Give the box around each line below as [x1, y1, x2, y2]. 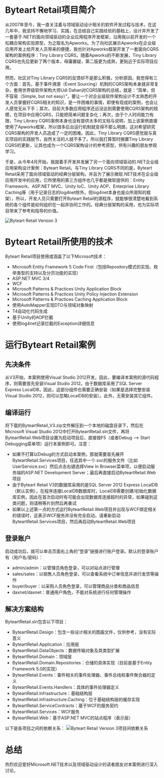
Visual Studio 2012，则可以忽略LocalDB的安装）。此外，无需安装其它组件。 [5, 392, 155, 398]
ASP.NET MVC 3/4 [12, 275, 50, 281]
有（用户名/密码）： [5, 554, 43, 560]
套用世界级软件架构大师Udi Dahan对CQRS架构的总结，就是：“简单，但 [13, 87, 155, 93]
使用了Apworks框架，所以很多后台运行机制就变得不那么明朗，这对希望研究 [5, 123, 156, 130]
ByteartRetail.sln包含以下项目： [5, 619, 68, 625]
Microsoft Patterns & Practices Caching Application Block [12, 296, 128, 302]
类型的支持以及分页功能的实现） [16, 270, 81, 276]
